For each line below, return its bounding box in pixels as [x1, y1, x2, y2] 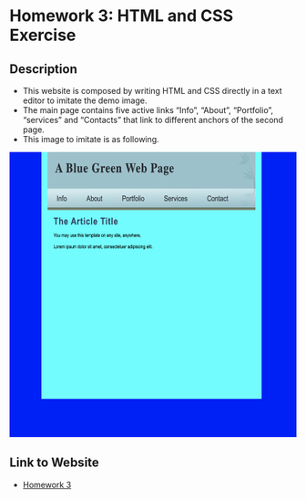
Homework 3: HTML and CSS [9, 5, 234, 26]
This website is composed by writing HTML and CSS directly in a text [22, 86, 282, 96]
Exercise [9, 25, 76, 46]
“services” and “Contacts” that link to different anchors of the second [22, 115, 284, 125]
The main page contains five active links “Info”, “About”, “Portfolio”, [22, 105, 273, 115]
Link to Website [9, 455, 100, 471]
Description [9, 61, 77, 77]
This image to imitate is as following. [22, 134, 159, 144]
